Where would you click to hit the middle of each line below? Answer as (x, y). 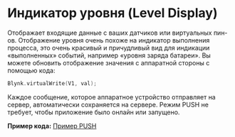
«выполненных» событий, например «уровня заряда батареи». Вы (109, 55)
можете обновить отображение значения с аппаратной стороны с (109, 62)
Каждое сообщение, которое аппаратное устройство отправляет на (111, 97)
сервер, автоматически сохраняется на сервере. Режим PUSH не (108, 104)
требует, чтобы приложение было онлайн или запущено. (94, 112)
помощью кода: (31, 70)
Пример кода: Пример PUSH (52, 126)
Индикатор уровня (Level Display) (113, 13)
